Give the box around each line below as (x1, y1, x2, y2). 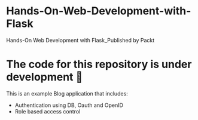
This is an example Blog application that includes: (6, 90, 129, 97)
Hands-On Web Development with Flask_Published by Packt (6, 36, 155, 44)
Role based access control (14, 107, 81, 115)
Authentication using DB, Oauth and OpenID (14, 101, 124, 109)
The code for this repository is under (6, 58, 192, 71)
